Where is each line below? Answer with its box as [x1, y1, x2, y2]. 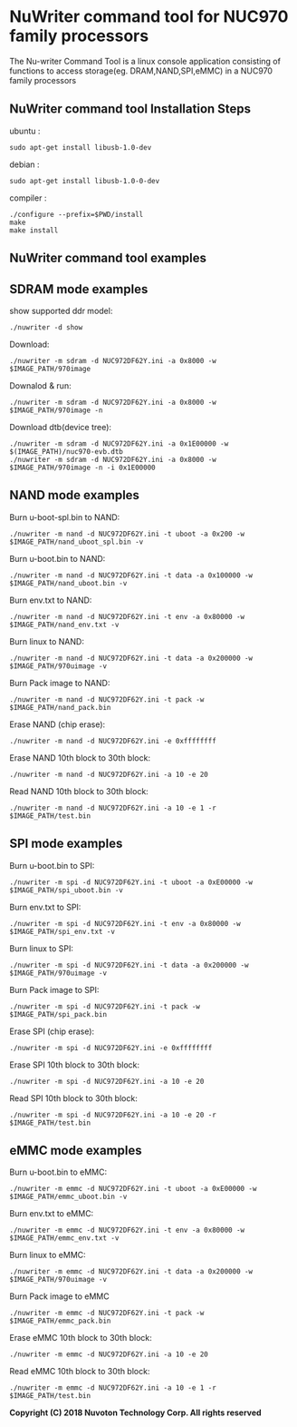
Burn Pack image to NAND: [9, 677, 110, 688]
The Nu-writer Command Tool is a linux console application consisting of [9, 55, 281, 66]
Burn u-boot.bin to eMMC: [9, 1166, 107, 1177]
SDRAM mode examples [9, 281, 148, 297]
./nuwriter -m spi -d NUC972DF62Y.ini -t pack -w [9, 1001, 201, 1011]
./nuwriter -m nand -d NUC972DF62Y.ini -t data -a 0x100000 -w [9, 570, 254, 580]
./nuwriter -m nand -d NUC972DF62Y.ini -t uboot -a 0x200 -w [9, 529, 245, 538]
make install [9, 225, 59, 235]
